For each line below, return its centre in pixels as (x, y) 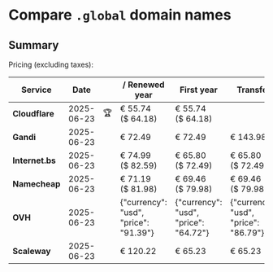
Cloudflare (33, 114)
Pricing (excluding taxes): (51, 64)
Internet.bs (35, 160)
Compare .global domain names (120, 15)
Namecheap (37, 184)
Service (37, 90)
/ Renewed (143, 85)
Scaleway (32, 251)
